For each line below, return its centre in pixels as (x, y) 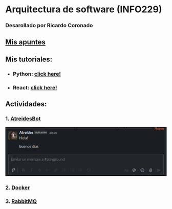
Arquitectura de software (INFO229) (84, 9)
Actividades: (26, 104)
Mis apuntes (26, 42)
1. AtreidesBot (23, 119)
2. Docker (18, 188)
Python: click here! (37, 74)
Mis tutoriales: (29, 59)
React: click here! (35, 87)
